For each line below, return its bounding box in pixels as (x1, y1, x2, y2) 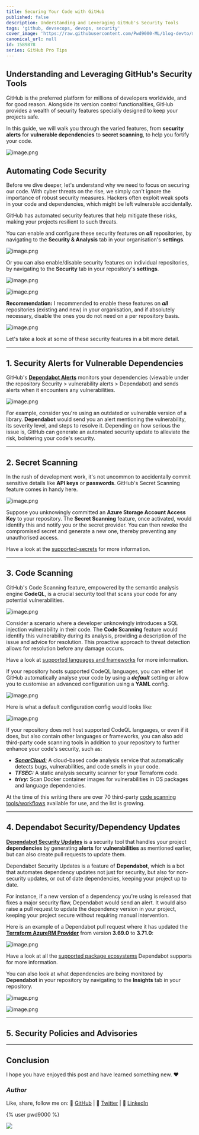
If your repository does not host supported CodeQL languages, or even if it (6, 726, 188, 733)
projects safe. (6, 113, 40, 120)
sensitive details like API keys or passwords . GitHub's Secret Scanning (6, 480, 181, 486)
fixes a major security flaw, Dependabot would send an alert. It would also (6, 899, 187, 906)
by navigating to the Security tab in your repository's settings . (6, 265, 159, 273)
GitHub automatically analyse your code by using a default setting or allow (6, 674, 189, 681)
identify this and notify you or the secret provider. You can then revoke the (6, 521, 188, 528)
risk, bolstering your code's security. (6, 435, 96, 442)
